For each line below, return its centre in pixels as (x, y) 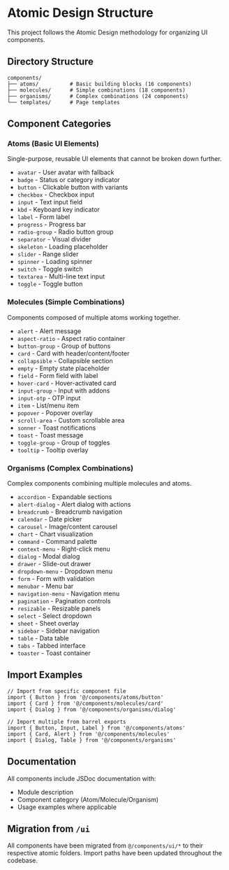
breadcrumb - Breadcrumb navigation (70, 512)
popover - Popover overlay (55, 413)
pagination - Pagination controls (64, 601)
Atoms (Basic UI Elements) (53, 143)
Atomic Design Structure (80, 13)
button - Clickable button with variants (73, 188)
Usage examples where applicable (67, 807)
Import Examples (45, 675)
